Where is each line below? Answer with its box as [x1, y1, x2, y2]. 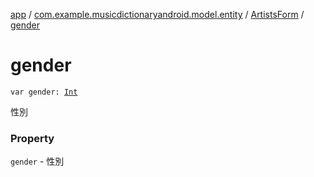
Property [10, 131, 55, 145]
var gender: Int [10, 87, 78, 97]
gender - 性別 [10, 155, 65, 168]
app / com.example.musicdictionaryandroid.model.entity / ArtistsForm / [10, 9, 305, 20]
